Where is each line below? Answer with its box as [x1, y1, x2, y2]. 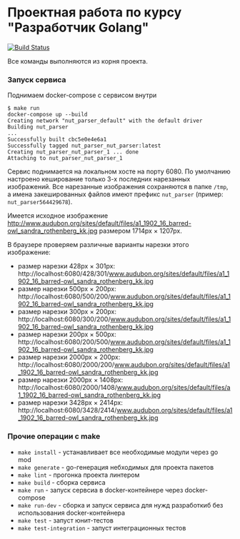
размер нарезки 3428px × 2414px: [17, 398, 123, 407]
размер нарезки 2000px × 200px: [17, 353, 121, 361]
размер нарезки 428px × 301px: [17, 262, 116, 271]
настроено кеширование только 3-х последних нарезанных [7, 175, 191, 183]
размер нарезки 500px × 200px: [17, 285, 116, 293]
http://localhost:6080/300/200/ [17, 315, 111, 323]
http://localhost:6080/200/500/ [17, 338, 111, 346]
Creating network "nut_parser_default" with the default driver [7, 117, 203, 125]
